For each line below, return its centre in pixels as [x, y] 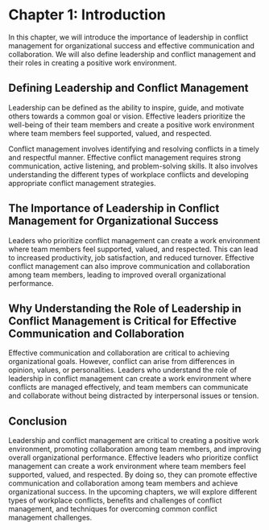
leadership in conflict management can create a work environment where [130, 379]
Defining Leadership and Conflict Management [128, 88]
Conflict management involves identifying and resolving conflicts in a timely [134, 149]
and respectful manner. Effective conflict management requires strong [125, 157]
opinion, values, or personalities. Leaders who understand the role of [123, 370]
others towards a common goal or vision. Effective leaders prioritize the [127, 116]
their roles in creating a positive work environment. [93, 63]
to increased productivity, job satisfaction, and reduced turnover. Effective [132, 257]
